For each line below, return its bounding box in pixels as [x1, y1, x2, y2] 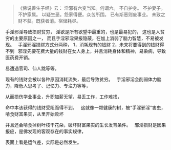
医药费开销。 [5, 54, 32, 61]
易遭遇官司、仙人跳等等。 [5, 65, 59, 71]
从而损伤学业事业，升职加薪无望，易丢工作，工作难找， [5, 93, 122, 100]
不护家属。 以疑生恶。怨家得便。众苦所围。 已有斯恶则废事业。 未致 [17, 11, 161, 17]
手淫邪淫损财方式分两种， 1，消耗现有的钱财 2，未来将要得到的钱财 [17, 42, 160, 48]
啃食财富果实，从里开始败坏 [5, 111, 64, 117]
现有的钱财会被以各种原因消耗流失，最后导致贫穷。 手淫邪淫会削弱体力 [5, 77, 157, 82]
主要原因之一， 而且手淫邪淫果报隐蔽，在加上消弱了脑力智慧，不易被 [14, 35, 159, 41]
